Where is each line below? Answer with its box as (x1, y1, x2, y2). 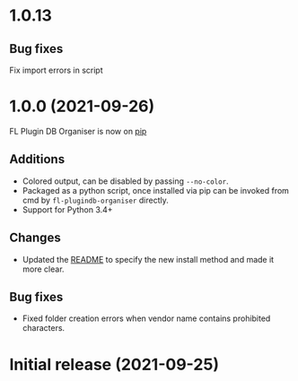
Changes (9, 230, 61, 246)
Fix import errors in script (9, 65, 103, 75)
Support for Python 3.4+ (22, 203, 114, 215)
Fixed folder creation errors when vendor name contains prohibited (22, 313, 271, 324)
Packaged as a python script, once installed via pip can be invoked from (22, 185, 290, 195)
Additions (9, 152, 66, 167)
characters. (22, 323, 66, 333)
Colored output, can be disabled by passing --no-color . (22, 176, 229, 186)
